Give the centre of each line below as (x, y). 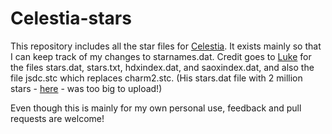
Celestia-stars (71, 18)
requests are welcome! (57, 118)
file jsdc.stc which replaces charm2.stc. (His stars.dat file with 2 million (156, 78)
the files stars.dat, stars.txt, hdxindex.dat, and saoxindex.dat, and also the (162, 67)
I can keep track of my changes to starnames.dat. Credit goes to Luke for (161, 56)
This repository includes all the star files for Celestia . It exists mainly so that (166, 46)
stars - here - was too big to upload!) (86, 88)
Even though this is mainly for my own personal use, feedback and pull (156, 108)
